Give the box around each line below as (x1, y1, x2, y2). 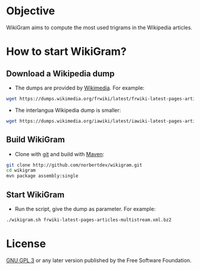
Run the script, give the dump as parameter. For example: (14, 205, 156, 212)
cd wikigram (6, 167, 36, 173)
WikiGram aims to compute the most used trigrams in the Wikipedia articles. (6, 24, 192, 31)
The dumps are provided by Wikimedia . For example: (14, 84, 145, 91)
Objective (6, 4, 55, 18)
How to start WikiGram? (6, 45, 127, 58)
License (6, 237, 46, 250)
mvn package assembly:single (6, 173, 79, 179)
